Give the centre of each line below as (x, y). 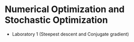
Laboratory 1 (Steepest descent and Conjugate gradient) (71, 34)
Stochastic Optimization (56, 20)
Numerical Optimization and (65, 9)
